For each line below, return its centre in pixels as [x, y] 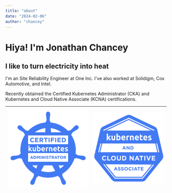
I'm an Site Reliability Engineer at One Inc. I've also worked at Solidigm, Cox [85, 79]
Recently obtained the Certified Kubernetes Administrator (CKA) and [77, 94]
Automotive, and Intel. [28, 84]
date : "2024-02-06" [26, 16]
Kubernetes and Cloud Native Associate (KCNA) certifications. [71, 99]
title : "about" [21, 11]
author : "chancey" [25, 21]
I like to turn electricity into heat [57, 66]
